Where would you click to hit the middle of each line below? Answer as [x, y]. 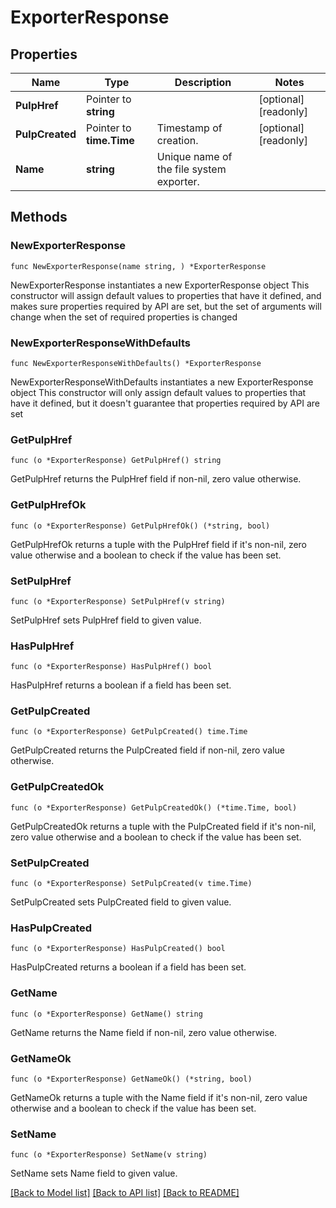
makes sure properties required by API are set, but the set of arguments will [166, 306]
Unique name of [194, 156]
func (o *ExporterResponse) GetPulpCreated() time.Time [129, 732]
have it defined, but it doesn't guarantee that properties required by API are [165, 403]
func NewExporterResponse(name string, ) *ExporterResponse [138, 266]
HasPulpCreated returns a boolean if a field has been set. [128, 967]
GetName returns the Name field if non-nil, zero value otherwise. [144, 1032]
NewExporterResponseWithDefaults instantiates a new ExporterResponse [162, 382]
